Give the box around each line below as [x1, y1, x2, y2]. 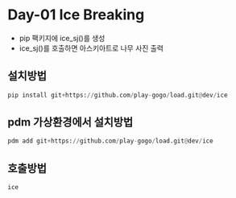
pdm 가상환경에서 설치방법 [7, 115, 134, 130]
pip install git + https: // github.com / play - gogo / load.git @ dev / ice [7, 91, 228, 99]
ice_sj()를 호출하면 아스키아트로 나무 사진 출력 [19, 43, 164, 53]
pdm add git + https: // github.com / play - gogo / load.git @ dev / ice [7, 137, 214, 146]
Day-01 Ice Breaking [7, 6, 145, 24]
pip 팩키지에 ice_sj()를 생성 [19, 33, 106, 43]
